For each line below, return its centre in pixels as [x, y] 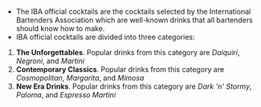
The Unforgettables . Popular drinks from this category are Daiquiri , [128, 52]
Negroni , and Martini [50, 61]
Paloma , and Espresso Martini [66, 95]
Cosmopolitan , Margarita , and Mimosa [80, 78]
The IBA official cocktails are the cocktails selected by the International [133, 12]
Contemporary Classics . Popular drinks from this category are [120, 69]
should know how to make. [60, 28]
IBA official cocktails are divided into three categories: [105, 37]
